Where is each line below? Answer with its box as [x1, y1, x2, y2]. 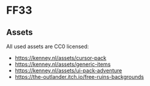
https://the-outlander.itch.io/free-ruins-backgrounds [14, 74, 145, 80]
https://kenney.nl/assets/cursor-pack [14, 55, 106, 61]
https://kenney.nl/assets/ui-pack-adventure [14, 67, 123, 74]
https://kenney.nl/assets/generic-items [14, 60, 111, 68]
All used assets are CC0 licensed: [6, 43, 89, 50]
